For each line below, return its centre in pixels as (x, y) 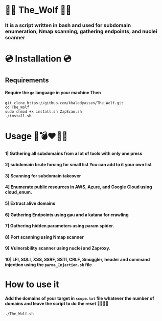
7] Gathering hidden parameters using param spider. (59, 226)
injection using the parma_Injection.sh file (48, 265)
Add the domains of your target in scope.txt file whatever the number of (80, 298)
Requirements (27, 80)
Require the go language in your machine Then (53, 93)
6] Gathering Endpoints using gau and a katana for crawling (67, 215)
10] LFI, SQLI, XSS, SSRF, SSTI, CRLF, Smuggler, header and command (78, 260)
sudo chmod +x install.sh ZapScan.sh (44, 111)
